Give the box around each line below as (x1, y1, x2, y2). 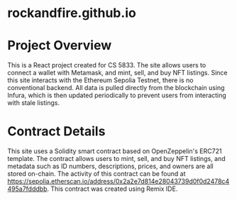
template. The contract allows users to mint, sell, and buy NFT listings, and (7, 155, 226, 163)
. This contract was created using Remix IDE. (47, 184, 178, 193)
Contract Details (7, 123, 106, 140)
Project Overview (7, 38, 112, 54)
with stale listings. (7, 99, 60, 107)
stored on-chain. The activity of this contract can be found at (7, 170, 186, 178)
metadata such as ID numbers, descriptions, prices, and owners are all (7, 162, 214, 171)
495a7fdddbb (7, 184, 48, 193)
